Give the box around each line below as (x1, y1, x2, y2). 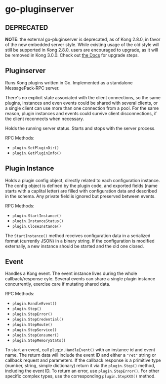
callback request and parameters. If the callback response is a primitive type (5, 357, 161, 363)
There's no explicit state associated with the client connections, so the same (5, 94, 161, 100)
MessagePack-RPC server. (5, 85, 60, 91)
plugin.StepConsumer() (12, 333, 59, 338)
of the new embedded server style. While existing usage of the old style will (5, 42, 160, 48)
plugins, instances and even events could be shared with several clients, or (5, 100, 158, 106)
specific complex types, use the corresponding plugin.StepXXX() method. (5, 373, 156, 379)
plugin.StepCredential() (12, 317, 64, 322)
